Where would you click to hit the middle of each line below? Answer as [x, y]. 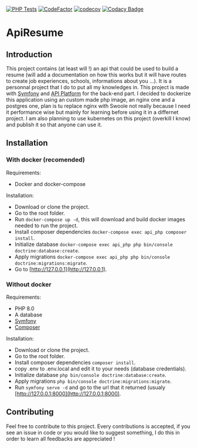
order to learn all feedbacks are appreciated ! [61, 439]
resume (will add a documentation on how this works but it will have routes [96, 75]
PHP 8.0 [24, 308]
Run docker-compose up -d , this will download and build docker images [100, 219]
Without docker [29, 284]
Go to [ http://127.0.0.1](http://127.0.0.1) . [61, 269]
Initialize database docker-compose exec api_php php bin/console [94, 244]
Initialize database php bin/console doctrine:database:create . [90, 375]
